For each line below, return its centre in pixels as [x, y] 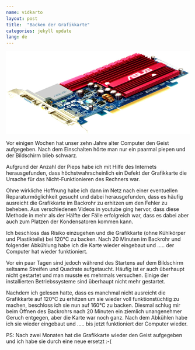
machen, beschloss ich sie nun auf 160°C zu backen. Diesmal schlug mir [93, 305]
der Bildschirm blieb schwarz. [42, 155]
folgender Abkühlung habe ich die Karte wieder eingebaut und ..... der [90, 245]
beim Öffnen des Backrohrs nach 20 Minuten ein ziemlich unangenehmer [94, 311]
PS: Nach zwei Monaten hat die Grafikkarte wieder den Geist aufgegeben [94, 335]
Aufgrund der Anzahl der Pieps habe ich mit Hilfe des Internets [81, 167]
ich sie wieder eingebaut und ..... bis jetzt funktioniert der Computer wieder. [97, 324]
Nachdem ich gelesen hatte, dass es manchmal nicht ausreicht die [86, 293]
